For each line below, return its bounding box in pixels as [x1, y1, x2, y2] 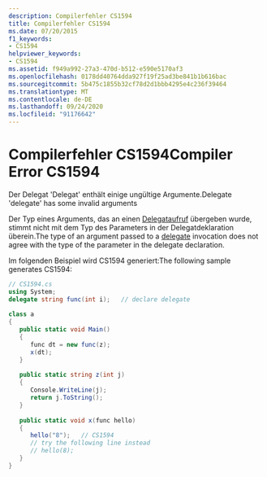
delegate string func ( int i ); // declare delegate [8, 295, 191, 304]
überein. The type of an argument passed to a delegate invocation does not [8, 231, 259, 241]
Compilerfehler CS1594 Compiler [8, 146, 233, 164]
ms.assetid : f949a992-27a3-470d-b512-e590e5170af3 [8, 65, 183, 73]
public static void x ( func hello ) [19, 416, 136, 424]
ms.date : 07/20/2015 [8, 27, 79, 35]
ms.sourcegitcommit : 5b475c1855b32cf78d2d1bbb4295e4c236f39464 [8, 80, 227, 88]
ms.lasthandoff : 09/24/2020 [8, 103, 104, 111]
